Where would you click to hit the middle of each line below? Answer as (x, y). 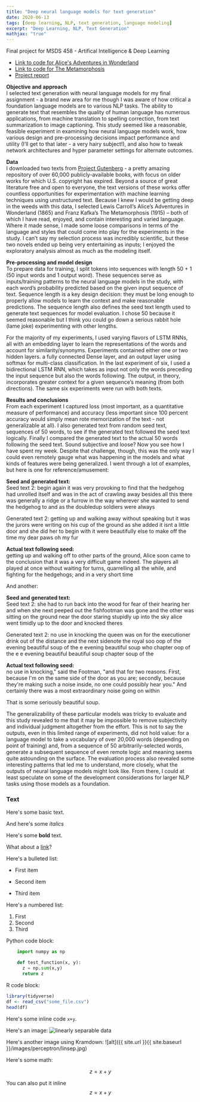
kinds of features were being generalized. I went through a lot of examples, (99, 463)
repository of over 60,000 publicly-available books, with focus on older (93, 175)
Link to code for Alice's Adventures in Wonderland (77, 63)
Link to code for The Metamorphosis (60, 69)
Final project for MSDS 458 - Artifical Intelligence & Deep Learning (88, 51)
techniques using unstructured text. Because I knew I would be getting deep (100, 200)
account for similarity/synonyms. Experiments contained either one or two (97, 350)
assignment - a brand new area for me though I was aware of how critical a (99, 100)
